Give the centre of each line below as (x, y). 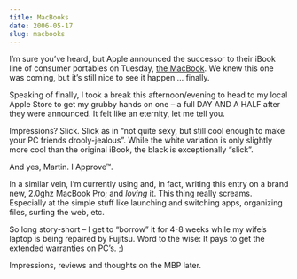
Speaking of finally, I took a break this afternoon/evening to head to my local (148, 95)
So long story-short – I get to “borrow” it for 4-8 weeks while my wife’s (138, 229)
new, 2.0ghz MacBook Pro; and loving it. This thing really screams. (131, 194)
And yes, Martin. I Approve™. (61, 167)
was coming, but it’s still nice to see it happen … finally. (109, 78)
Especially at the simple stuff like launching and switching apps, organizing (146, 203)
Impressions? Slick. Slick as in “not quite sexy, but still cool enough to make (147, 131)
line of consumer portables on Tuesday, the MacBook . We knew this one (141, 68)
